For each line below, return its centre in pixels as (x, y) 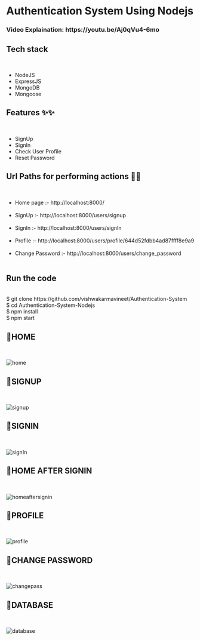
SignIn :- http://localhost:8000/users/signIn (68, 227)
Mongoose (28, 94)
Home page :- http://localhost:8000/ (59, 202)
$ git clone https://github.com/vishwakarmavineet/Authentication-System (97, 299)
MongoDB (27, 87)
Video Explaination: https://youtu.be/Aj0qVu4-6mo (83, 30)
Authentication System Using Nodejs (100, 11)
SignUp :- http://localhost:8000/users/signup (70, 215)
